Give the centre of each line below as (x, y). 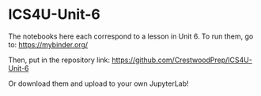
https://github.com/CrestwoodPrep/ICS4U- (182, 60)
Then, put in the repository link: (59, 60)
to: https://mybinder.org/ (48, 44)
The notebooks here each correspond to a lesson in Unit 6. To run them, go (131, 36)
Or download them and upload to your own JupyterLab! (98, 83)
